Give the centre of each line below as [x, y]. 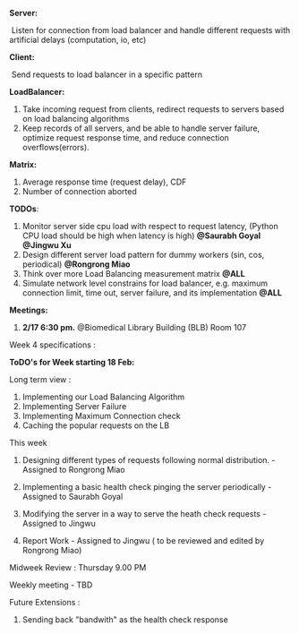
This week [28, 443]
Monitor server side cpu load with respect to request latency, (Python [150, 226]
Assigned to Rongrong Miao [73, 470]
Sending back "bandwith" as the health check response [125, 620]
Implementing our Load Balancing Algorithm [103, 397]
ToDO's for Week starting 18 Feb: [72, 362]
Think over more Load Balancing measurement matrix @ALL [133, 274]
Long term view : [40, 379]
